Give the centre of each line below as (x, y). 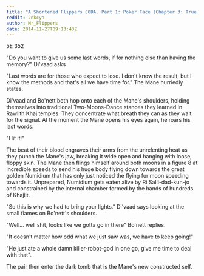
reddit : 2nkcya (25, 18)
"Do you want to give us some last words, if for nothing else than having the (101, 58)
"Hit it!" (15, 138)
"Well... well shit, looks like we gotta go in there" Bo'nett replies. (86, 225)
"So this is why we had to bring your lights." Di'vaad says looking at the (95, 207)
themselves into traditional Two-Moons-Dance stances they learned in (94, 107)
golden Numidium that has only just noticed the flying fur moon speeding (98, 176)
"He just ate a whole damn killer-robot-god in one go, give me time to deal (99, 249)
